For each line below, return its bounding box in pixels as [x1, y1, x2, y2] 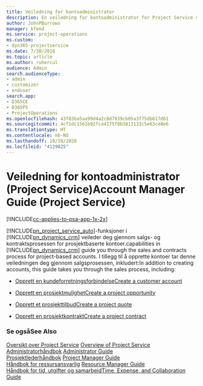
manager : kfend [6, 25, 45, 32]
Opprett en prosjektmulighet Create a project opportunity [14, 289, 156, 296]
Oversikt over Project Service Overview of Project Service [6, 341, 150, 348]
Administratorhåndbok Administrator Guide [6, 347, 114, 355]
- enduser [6, 88, 31, 94]
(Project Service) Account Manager [6, 182, 185, 196]
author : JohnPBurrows [6, 20, 61, 26]
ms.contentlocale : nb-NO [6, 132, 69, 139]
